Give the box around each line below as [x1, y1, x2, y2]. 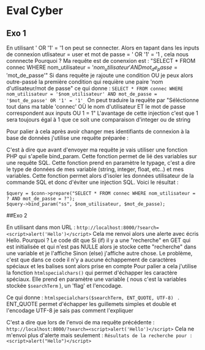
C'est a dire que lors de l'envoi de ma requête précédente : [6, 318, 155, 326]
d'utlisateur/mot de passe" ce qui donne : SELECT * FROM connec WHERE [6, 84, 184, 92]
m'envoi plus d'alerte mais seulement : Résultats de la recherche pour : [6, 331, 193, 339]
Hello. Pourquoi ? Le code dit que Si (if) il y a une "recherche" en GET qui [6, 236, 191, 244]
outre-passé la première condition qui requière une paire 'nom [6, 78, 163, 86]
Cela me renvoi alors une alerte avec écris [92, 230, 199, 237]
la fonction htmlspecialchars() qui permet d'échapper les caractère [6, 269, 177, 276]
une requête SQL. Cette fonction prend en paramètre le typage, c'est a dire [6, 159, 196, 166]
